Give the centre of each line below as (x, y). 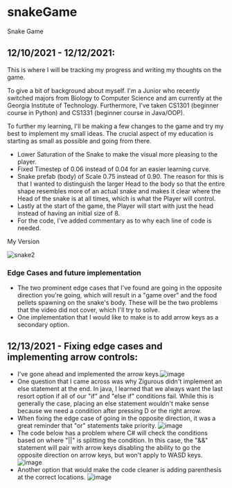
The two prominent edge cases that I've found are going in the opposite (119, 288)
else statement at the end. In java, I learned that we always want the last (120, 388)
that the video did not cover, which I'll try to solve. (88, 310)
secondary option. (43, 325)
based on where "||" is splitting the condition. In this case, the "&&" (113, 440)
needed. (29, 228)
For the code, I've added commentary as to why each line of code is (114, 220)
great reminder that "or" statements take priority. (87, 425)
